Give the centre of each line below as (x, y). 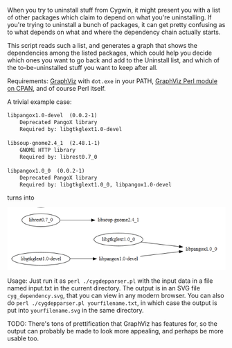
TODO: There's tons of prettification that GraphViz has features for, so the (113, 324)
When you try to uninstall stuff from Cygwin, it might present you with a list (114, 10)
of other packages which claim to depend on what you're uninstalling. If (109, 17)
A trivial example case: (39, 102)
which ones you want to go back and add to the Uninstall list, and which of (114, 60)
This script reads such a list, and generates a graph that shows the (102, 45)
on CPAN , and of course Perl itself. (56, 88)
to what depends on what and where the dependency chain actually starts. (114, 32)
